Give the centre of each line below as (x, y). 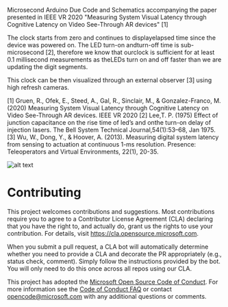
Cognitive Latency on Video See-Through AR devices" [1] (88, 24)
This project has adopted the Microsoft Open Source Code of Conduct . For (113, 282)
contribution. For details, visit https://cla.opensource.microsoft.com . (103, 233)
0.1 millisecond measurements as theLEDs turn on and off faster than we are (114, 60)
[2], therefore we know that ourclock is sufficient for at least (130, 52)
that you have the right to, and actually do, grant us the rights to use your (110, 226)
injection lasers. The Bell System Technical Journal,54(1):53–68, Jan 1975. (111, 130)
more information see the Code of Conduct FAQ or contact (90, 289)
